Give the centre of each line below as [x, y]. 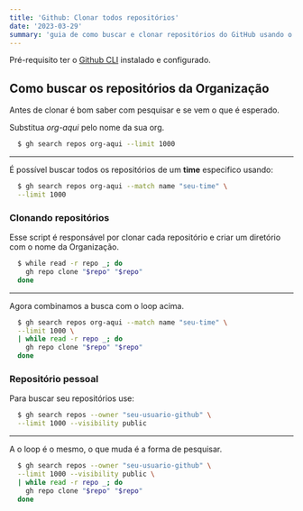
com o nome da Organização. [64, 247]
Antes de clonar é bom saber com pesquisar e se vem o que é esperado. [144, 110]
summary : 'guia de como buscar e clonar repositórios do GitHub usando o [151, 34]
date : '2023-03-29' [46, 26]
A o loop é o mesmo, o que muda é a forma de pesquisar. [116, 449]
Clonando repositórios [60, 217]
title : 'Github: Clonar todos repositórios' [94, 18]
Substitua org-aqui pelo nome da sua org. [87, 128]
